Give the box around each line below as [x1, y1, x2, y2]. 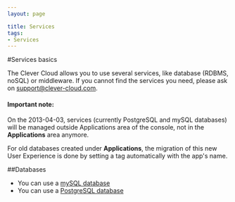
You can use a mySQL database [17, 179, 110, 187]
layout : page [7, 10, 46, 18]
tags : [7, 30, 23, 37]
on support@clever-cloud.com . [7, 84, 98, 92]
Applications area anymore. [7, 131, 89, 139]
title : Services [7, 23, 55, 30]
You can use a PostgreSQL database [17, 187, 125, 195]
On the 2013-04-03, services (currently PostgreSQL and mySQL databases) [7, 115, 227, 124]
